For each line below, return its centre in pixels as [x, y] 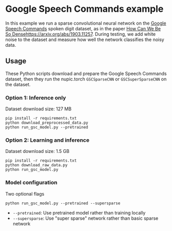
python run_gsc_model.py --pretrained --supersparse [63, 203]
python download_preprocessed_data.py [47, 123]
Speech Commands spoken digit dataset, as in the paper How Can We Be [83, 28]
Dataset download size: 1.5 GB [37, 151]
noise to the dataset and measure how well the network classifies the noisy [85, 40]
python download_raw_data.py [36, 165]
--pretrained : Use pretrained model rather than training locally [79, 213]
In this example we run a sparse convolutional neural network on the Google [86, 23]
